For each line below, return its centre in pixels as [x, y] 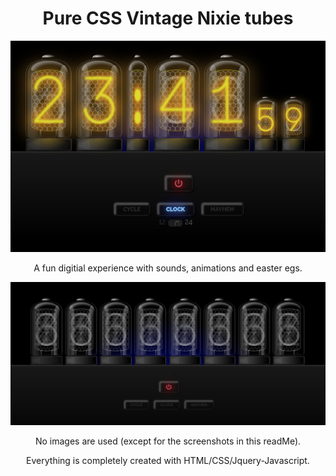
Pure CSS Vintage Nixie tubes [168, 18]
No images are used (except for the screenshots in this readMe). [168, 441]
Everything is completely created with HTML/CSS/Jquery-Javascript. [168, 460]
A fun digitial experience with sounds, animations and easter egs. [168, 268]
